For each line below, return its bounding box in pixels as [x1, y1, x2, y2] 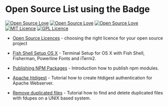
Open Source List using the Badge [5, 3, 150, 15]
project [12, 40, 28, 46]
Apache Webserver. [12, 80, 54, 86]
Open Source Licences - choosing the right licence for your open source [12, 35, 163, 41]
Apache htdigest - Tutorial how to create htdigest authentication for [12, 74, 152, 80]
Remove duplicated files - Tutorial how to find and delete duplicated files [12, 89, 163, 95]
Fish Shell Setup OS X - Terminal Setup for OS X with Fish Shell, [12, 50, 145, 56]
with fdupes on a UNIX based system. [12, 95, 91, 101]
